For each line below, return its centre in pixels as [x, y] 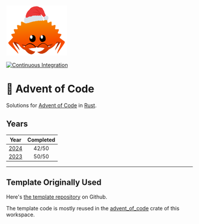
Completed [41, 140]
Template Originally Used [54, 183]
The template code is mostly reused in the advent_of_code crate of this [93, 208]
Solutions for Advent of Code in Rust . [51, 105]
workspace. [20, 215]
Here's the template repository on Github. [57, 197]
